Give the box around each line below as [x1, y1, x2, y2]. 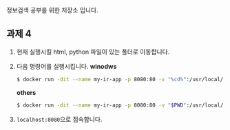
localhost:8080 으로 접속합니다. [16, 115, 103, 123]
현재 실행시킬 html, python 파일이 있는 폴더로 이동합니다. [16, 47, 170, 56]
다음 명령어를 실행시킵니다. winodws [16, 62, 117, 70]
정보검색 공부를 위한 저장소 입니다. [6, 6, 98, 14]
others [16, 88, 36, 96]
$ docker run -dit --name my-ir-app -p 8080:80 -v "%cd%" [16, 76, 187, 83]
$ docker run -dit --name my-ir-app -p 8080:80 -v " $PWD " [16, 102, 187, 109]
